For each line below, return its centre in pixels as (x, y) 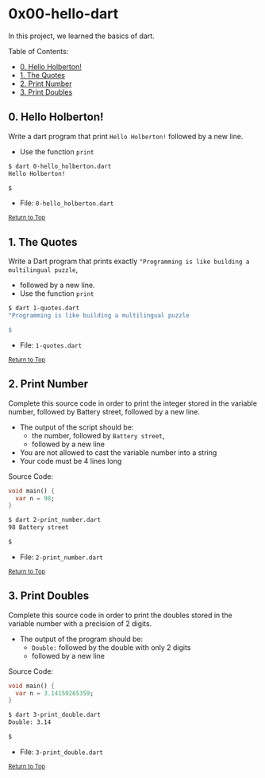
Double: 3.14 (30, 722)
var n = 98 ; (35, 498)
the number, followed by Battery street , (98, 435)
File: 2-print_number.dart (61, 557)
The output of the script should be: (77, 427)
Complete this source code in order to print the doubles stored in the (120, 615)
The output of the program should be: (81, 639)
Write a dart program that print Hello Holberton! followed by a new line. (126, 136)
